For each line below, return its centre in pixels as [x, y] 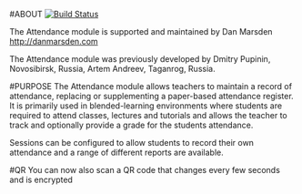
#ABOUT [26, 14]
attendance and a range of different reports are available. [117, 152]
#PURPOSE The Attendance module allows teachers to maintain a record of [151, 86]
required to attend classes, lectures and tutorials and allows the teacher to [149, 115]
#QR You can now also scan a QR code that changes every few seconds [145, 170]
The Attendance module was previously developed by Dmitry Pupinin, [140, 59]
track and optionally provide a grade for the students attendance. [131, 125]
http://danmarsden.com [54, 41]
